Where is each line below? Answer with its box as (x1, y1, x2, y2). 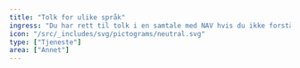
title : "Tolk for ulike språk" (9, 12, 126, 22)
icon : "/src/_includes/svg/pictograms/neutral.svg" (9, 29, 205, 38)
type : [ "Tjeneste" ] (9, 37, 82, 47)
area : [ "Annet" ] (9, 46, 70, 55)
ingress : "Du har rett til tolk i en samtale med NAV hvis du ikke (9, 21, 266, 30)
